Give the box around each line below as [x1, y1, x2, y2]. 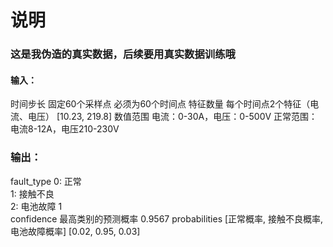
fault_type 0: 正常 [10, 175, 82, 187]
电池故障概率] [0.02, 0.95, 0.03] [10, 225, 141, 237]
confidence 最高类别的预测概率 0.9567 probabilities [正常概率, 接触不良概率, [10, 212, 324, 225]
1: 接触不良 [10, 187, 55, 200]
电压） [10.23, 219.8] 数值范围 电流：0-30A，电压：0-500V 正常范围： [27, 111, 318, 123]
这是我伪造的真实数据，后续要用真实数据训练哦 [10, 47, 236, 61]
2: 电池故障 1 [10, 200, 63, 212]
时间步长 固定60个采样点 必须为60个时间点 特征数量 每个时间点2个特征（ [10, 98, 311, 110]
